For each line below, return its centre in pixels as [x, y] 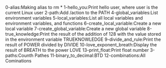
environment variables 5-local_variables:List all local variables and [74, 18]
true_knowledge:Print [28, 34]
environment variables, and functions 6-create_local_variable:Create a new [83, 23]
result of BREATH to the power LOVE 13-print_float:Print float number [77, 50]
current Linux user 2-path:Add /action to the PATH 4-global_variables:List [82, 13]
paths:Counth [19, 55]
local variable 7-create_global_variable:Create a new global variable [76, 29]
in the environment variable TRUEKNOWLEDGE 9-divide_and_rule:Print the [83, 39]
